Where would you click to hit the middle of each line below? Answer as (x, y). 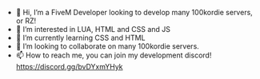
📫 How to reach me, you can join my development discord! (114, 55)
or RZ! (26, 21)
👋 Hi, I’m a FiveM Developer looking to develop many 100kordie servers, (134, 12)
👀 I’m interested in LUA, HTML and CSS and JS (93, 29)
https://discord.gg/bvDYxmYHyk (69, 67)
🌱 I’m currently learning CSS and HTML (80, 38)
